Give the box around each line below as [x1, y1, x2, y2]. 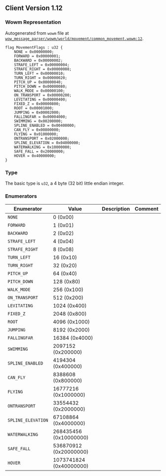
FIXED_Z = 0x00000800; [14, 101, 61, 106]
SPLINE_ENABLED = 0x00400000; [14, 123, 77, 128]
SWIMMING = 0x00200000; [14, 118, 63, 123]
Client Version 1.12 [5, 4, 63, 12]
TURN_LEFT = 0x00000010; [14, 71, 65, 76]
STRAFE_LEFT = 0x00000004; [14, 62, 70, 67]
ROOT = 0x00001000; [14, 106, 54, 110]
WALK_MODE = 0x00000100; [14, 88, 65, 93]
